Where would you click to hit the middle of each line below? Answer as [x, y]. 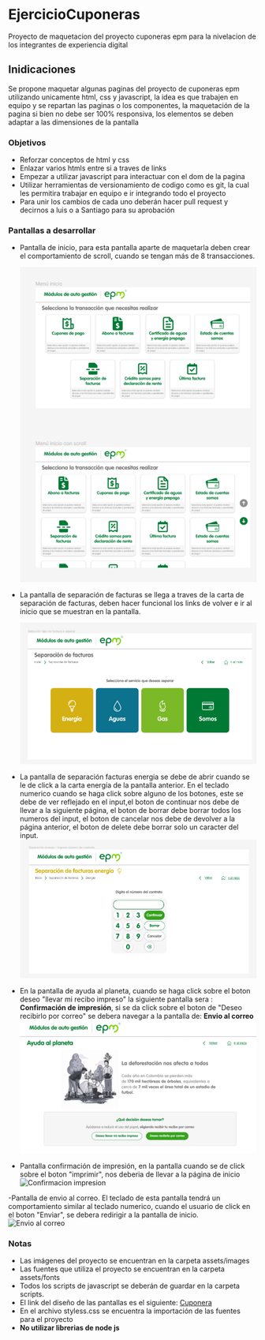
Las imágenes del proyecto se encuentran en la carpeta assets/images [134, 1261]
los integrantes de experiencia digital [68, 44]
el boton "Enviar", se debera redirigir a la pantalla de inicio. [103, 1215]
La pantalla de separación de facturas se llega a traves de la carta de [132, 595]
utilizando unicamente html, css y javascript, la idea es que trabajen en [123, 97]
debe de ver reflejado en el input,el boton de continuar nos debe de [129, 802]
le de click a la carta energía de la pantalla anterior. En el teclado [124, 785]
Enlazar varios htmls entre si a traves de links [93, 168]
